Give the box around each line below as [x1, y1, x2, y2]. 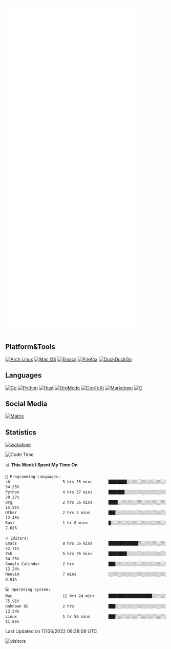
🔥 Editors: [5, 536, 29, 541]
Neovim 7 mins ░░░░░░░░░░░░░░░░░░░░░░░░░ [5, 572, 166, 577]
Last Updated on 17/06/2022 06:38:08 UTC [5, 628, 97, 635]
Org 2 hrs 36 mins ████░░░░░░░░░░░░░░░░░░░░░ [5, 500, 166, 505]
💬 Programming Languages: [5, 474, 60, 480]
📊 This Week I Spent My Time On [5, 462, 78, 468]
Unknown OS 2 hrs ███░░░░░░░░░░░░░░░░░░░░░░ [5, 604, 166, 609]
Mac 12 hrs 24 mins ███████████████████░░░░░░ [5, 594, 166, 599]
